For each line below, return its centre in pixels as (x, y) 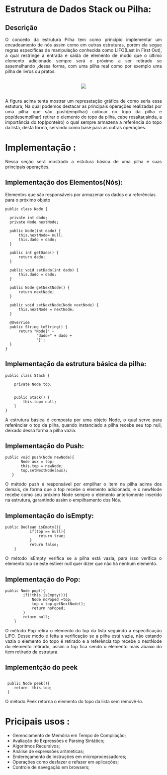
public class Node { (27, 209)
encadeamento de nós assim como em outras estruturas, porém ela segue (83, 45)
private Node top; (33, 384)
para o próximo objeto (28, 200)
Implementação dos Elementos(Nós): (64, 182)
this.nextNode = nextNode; (46, 309)
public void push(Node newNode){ (40, 458)
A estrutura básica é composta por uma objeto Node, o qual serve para (83, 420)
